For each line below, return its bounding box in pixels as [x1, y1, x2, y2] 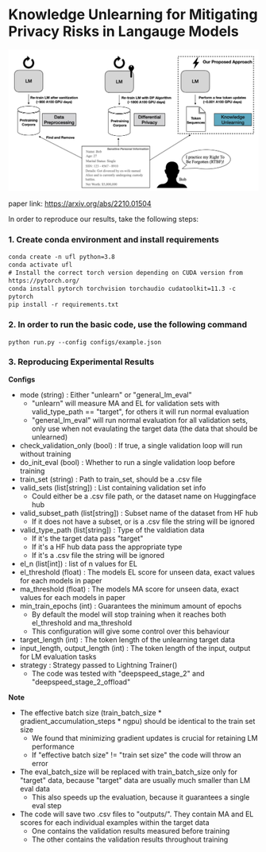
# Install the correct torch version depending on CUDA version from [8, 269, 244, 277]
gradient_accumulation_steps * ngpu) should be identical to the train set [19, 716, 256, 726]
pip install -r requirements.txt [8, 300, 119, 309]
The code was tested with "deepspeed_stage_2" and [31, 668, 205, 678]
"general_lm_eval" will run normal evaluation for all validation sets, [31, 415, 249, 424]
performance [31, 742, 75, 751]
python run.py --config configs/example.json [8, 338, 161, 347]
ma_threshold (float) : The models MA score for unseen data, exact [19, 584, 240, 594]
